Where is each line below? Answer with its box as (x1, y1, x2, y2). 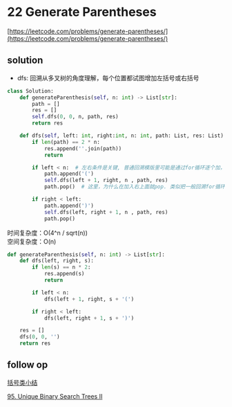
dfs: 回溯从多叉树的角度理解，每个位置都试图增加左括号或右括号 (17, 73, 200, 82)
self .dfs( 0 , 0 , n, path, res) (32, 114, 119, 120)
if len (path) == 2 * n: (32, 138, 100, 145)
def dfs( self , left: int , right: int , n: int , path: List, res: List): (19, 132, 227, 139)
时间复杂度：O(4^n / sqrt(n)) (7, 228, 88, 237)
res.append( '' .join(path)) (43, 145, 122, 152)
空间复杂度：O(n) (7, 237, 57, 246)
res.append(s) (43, 271, 85, 278)
